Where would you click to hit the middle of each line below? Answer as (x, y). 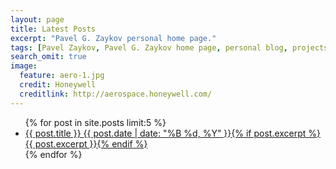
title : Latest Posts (53, 29)
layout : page (37, 19)
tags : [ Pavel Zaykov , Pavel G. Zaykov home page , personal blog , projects (169, 47)
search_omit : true (48, 57)
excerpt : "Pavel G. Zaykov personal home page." (113, 38)
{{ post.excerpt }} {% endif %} (86, 143)
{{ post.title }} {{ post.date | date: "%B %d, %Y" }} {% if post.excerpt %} (173, 133)
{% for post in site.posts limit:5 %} (95, 122)
